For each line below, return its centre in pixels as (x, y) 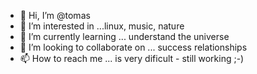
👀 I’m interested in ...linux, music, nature (102, 26)
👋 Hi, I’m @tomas (55, 15)
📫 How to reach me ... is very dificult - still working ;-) (132, 58)
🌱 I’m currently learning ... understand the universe (124, 36)
